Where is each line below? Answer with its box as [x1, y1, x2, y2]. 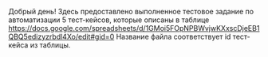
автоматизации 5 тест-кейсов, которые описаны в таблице [8, 15, 210, 25]
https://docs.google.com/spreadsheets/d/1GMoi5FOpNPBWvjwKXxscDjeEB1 [8, 24, 260, 32]
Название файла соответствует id [116, 32, 231, 41]
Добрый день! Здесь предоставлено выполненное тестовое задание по [8, 7, 254, 16]
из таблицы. [30, 40, 71, 50]
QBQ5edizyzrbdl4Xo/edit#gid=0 [8, 32, 115, 41]
